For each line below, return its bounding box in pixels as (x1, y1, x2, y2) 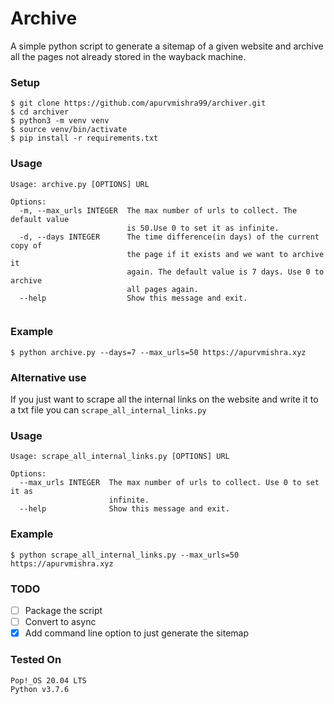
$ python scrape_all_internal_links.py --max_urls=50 (10, 550, 240, 560)
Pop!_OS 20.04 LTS (10, 675, 87, 686)
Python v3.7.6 (10, 684, 70, 694)
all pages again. (126, 284, 199, 294)
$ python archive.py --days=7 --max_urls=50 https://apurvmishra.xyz (10, 347, 307, 357)
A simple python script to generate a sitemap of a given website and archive (10, 40, 324, 52)
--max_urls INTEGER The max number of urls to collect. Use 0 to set (19, 478, 320, 488)
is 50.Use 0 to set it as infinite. (126, 223, 280, 233)
